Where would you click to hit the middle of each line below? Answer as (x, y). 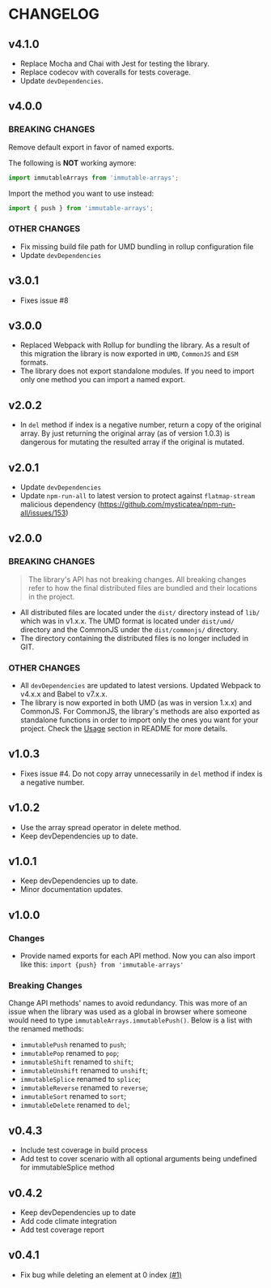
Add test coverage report (62, 1230)
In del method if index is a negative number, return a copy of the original (140, 425)
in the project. (51, 597)
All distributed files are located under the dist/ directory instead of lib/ (140, 612)
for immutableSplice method (67, 1167)
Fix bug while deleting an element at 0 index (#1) (101, 1274)
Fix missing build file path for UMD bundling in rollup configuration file (137, 246)
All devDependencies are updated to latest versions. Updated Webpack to (140, 685)
